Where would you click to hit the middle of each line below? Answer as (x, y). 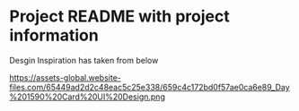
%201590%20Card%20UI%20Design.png (88, 97)
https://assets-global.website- (65, 77)
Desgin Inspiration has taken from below (84, 60)
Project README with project (120, 17)
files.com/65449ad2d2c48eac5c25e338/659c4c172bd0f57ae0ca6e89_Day (149, 87)
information (54, 35)
